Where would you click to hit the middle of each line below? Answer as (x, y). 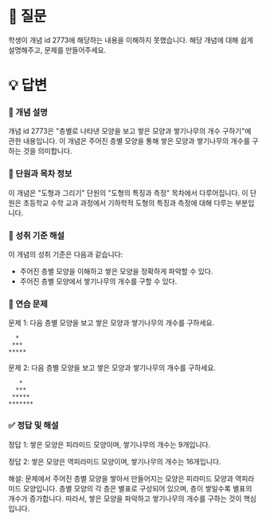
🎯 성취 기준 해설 (37, 235)
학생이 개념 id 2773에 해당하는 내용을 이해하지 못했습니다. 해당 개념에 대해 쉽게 (131, 40)
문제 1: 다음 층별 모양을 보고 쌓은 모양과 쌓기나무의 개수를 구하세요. (111, 323)
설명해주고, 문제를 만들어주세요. (57, 50)
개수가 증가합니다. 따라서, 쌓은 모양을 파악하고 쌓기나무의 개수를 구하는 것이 (125, 498)
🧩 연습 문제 (28, 304)
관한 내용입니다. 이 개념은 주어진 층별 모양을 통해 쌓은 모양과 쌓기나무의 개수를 (129, 141)
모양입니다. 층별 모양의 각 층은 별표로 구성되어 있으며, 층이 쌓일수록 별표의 (137, 488)
